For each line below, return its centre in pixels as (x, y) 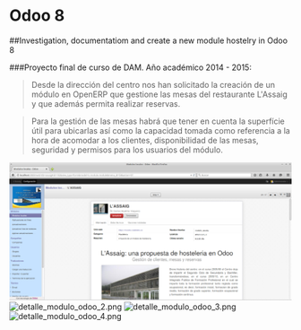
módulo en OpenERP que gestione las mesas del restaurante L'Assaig (159, 94)
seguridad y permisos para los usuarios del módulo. (127, 150)
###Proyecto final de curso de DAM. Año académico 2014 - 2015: (131, 67)
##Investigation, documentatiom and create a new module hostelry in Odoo (149, 40)
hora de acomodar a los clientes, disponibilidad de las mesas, (145, 140)
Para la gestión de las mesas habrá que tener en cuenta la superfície (158, 121)
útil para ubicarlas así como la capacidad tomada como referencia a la (161, 130)
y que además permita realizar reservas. (106, 103)
